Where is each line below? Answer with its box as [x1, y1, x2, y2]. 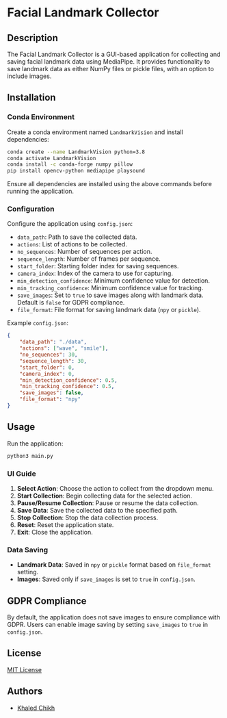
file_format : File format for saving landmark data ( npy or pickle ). [16, 306, 201, 314]
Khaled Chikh [16, 704, 55, 712]
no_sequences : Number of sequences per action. [16, 248, 152, 256]
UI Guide [7, 469, 36, 478]
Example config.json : [7, 319, 69, 327]
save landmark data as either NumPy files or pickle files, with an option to [7, 65, 214, 73]
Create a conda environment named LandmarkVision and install [7, 128, 183, 136]
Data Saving [7, 545, 49, 554]
